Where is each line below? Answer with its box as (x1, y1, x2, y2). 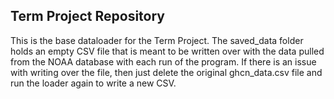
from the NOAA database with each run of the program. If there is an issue (10, 55, 317, 68)
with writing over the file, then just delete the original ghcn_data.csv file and (10, 66, 323, 78)
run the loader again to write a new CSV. (10, 77, 177, 89)
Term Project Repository (10, 8, 165, 25)
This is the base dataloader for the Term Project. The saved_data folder (10, 34, 304, 46)
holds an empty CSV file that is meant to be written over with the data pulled (10, 45, 325, 57)
